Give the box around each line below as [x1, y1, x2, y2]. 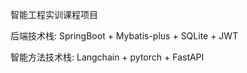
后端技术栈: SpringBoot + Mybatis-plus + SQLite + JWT [10, 30, 239, 42]
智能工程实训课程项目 [10, 9, 98, 20]
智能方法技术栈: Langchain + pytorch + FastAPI [10, 51, 205, 63]
